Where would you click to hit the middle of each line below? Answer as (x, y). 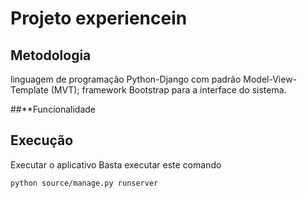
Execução (42, 140)
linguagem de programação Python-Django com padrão (126, 79)
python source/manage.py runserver (84, 183)
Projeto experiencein (99, 18)
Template (29, 90)
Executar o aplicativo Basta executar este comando (116, 164)
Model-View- (270, 79)
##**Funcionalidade (53, 109)
